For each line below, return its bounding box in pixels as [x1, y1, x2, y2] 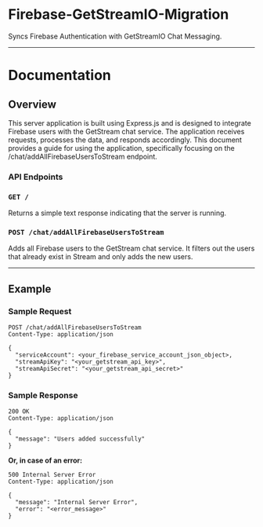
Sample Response [8, 390, 78, 401]
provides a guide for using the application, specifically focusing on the [8, 143, 235, 152]
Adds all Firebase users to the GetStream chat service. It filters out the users [8, 243, 255, 253]
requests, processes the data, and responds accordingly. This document [8, 135, 243, 145]
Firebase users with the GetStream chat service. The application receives [8, 126, 245, 136]
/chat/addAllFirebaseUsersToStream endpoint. [8, 152, 158, 161]
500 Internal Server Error [8, 471, 96, 479]
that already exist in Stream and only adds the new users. [8, 252, 193, 262]
